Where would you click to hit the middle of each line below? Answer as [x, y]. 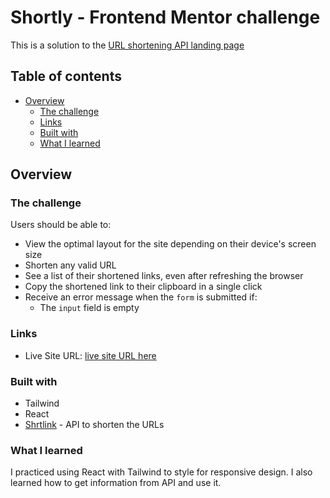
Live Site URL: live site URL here [90, 355]
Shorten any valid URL [70, 265]
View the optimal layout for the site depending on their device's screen [170, 244]
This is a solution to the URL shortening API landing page [127, 45]
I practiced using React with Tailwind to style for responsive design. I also [161, 472]
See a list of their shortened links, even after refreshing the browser [164, 276]
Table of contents [66, 76]
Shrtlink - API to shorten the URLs [94, 425]
